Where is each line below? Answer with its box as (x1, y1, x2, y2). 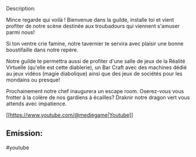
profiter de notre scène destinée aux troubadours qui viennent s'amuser (6, 23, 180, 29)
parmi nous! (6, 29, 35, 36)
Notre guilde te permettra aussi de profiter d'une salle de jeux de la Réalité (6, 58, 185, 64)
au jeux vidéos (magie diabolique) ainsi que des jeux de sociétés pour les (6, 70, 183, 77)
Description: (6, 5, 36, 12)
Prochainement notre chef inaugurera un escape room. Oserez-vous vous (6, 88, 184, 94)
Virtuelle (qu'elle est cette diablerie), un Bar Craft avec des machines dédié (6, 64, 187, 71)
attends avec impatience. (6, 100, 67, 107)
